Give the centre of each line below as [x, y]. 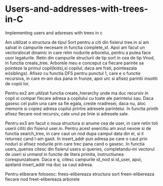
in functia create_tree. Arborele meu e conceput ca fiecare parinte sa [74, 63]
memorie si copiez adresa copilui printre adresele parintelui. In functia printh [82, 109]
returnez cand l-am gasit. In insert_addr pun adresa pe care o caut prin [76, 139]
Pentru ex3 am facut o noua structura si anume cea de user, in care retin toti [82, 123]
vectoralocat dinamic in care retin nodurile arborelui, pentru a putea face [78, 53]
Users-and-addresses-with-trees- [77, 9]
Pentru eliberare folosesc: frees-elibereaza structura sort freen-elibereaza [80, 174]
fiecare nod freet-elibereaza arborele [42, 179]
